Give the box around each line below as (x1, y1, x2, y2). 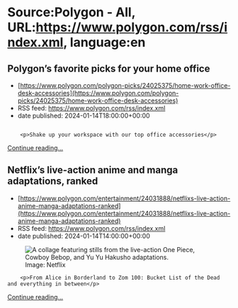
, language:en (63, 35, 146, 50)
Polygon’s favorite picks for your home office (7, 62, 210, 74)
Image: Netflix (25, 260, 66, 269)
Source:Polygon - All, (7, 4, 136, 21)
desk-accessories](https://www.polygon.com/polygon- (17, 89, 179, 97)
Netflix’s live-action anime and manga (7, 164, 178, 176)
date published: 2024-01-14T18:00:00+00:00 (17, 111, 150, 120)
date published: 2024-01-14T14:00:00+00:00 (17, 232, 151, 240)
